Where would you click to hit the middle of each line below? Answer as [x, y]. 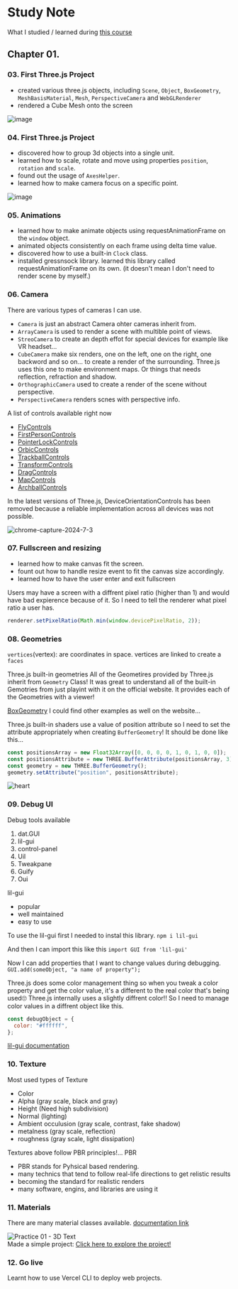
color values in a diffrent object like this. [66, 1005]
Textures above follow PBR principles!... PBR [72, 1153]
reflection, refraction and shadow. [67, 377]
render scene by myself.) [54, 276]
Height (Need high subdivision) [63, 1109]
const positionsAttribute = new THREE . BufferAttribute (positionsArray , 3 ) [120, 759]
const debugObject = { [41, 1019]
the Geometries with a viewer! [51, 696]
